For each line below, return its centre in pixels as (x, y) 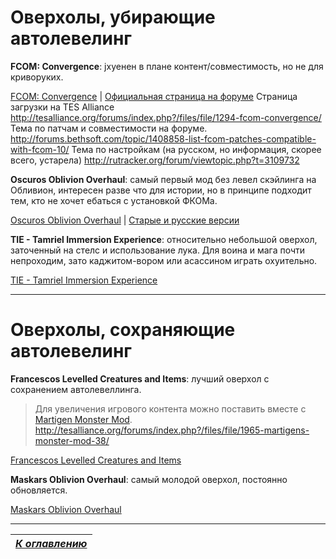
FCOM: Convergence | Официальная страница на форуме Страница (154, 96)
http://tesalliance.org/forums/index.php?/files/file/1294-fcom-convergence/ (166, 117)
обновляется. (39, 490)
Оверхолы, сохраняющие (123, 330)
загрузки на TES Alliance (62, 107)
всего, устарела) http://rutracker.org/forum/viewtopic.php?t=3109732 (155, 160)
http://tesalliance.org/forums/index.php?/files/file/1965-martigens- (172, 430)
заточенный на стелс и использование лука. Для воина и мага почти (158, 250)
